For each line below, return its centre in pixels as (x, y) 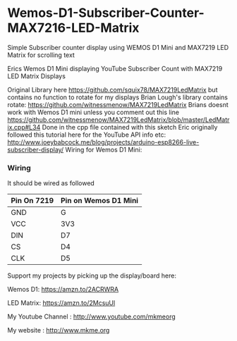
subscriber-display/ (36, 149)
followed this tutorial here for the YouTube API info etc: (87, 135)
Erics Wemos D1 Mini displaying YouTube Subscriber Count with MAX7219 (115, 68)
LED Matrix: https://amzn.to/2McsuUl (61, 303)
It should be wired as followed (51, 183)
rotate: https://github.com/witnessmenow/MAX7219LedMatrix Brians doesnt (118, 104)
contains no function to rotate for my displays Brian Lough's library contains (117, 97)
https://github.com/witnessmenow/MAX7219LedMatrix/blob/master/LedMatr (119, 119)
